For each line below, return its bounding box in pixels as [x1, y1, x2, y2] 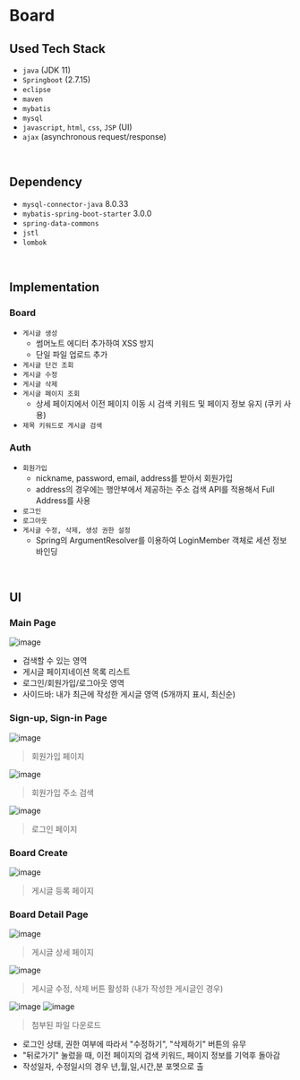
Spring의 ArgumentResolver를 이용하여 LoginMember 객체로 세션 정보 [35, 535, 287, 545]
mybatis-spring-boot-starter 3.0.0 [21, 208, 152, 219]
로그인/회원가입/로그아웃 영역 [21, 678, 125, 689]
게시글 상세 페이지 [30, 947, 94, 958]
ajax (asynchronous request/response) [21, 132, 167, 141]
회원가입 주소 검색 [30, 787, 94, 798]
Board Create [9, 846, 69, 859]
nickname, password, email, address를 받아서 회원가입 [35, 472, 233, 484]
